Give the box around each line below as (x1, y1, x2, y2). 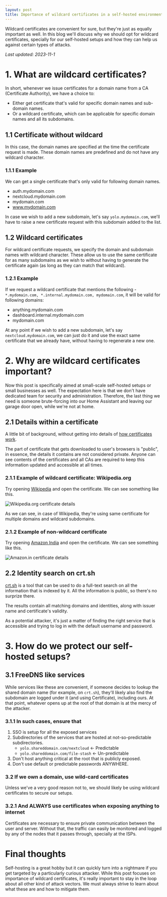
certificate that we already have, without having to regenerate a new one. (5, 338, 155, 344)
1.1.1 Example (5, 167, 37, 174)
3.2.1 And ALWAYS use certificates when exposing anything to (5, 803, 160, 810)
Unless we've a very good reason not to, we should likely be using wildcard (5, 785, 160, 791)
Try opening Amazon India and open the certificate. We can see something (5, 540, 159, 545)
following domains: (5, 297, 44, 303)
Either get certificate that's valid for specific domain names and (12, 100, 143, 106)
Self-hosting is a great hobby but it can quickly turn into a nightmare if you (5, 865, 158, 871)
